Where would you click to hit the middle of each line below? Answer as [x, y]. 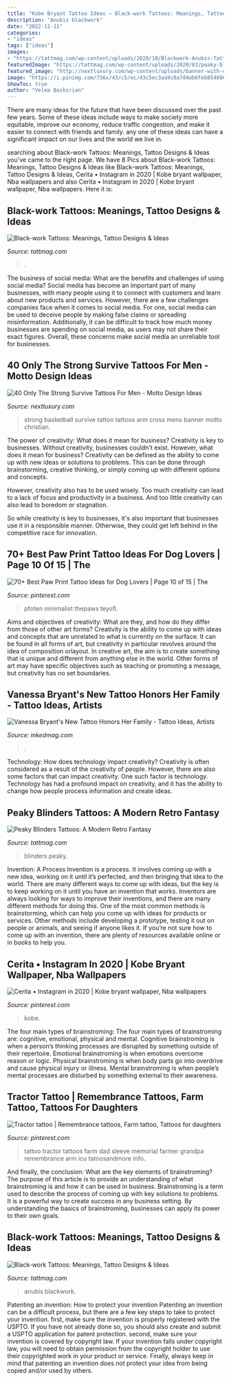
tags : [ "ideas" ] [30, 45]
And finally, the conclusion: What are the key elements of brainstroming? [110, 1172]
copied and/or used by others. [50, 1370]
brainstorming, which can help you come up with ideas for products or [107, 914]
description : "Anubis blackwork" [55, 20]
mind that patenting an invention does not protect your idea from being [108, 1363]
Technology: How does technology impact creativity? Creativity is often [108, 762]
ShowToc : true [27, 84]
